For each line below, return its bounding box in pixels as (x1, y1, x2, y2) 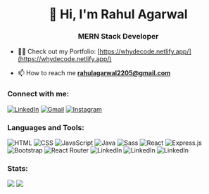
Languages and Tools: (7, 122, 84, 132)
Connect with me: (7, 89, 70, 99)
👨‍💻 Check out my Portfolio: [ (17, 47, 100, 56)
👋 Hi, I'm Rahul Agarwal (49, 6, 188, 22)
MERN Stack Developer (77, 32, 159, 41)
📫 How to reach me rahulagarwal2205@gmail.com (17, 69, 171, 77)
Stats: (7, 164, 28, 173)
